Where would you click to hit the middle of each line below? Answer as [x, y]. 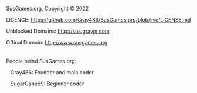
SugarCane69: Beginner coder [47, 84]
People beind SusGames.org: [41, 61]
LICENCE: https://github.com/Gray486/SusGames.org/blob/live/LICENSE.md [98, 20]
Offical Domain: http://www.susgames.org [57, 42]
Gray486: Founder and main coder [52, 72]
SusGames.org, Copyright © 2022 [47, 8]
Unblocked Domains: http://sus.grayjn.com [58, 31]
